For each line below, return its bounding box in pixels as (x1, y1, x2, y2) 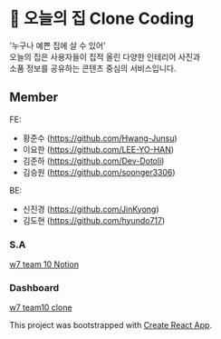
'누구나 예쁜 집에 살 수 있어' (9, 40, 106, 51)
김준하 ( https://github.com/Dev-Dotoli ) (22, 155, 165, 166)
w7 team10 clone (9, 302, 72, 314)
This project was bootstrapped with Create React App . (9, 320, 213, 331)
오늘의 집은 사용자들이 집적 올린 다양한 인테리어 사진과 (9, 51, 201, 62)
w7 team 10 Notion (9, 259, 80, 270)
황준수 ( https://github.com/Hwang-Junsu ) (22, 133, 178, 144)
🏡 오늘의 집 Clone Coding (9, 8, 195, 29)
